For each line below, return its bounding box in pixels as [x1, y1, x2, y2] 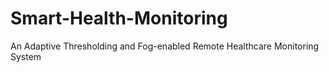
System [10, 50, 42, 62]
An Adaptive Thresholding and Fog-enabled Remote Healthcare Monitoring [10, 40, 320, 52]
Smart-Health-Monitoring [10, 7, 228, 30]
